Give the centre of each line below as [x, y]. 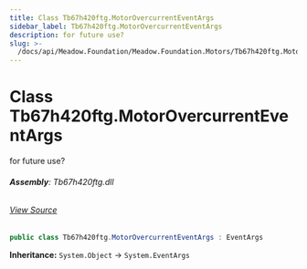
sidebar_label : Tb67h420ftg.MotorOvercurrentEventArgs [116, 26]
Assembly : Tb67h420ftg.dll [62, 181]
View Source [33, 210]
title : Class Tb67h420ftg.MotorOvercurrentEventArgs [112, 18]
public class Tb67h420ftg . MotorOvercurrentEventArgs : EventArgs [136, 237]
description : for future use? [67, 35]
